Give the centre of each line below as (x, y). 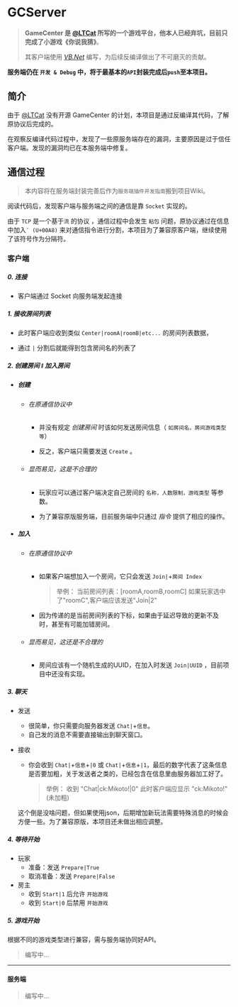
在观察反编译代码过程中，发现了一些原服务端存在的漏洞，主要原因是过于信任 (119, 138)
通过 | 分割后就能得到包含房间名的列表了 (77, 348)
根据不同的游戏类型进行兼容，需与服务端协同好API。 (84, 940)
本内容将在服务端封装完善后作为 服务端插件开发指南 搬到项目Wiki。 (117, 191)
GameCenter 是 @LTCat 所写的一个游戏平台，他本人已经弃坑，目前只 (126, 33)
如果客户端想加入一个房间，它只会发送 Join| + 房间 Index (120, 576)
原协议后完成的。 (32, 123)
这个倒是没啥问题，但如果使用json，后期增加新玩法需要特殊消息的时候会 (123, 813)
